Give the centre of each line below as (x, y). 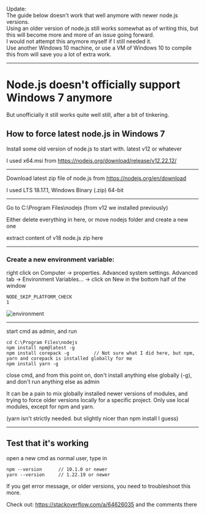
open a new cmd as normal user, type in (57, 458)
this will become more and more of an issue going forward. (80, 35)
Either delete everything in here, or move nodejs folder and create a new (97, 219)
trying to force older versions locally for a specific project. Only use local (98, 400)
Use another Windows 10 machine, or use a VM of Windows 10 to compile (99, 48)
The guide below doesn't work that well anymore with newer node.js (92, 15)
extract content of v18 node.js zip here (55, 237)
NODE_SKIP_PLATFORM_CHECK (39, 297)
